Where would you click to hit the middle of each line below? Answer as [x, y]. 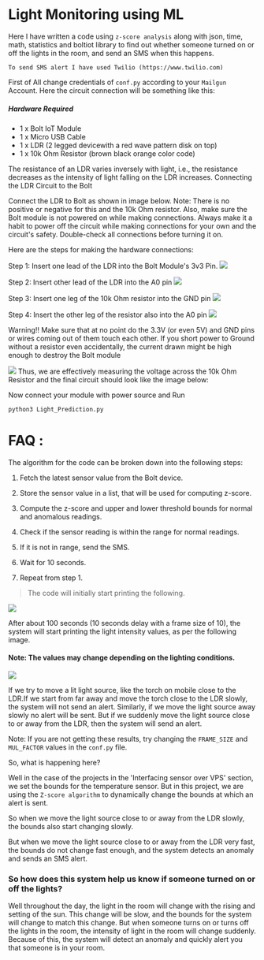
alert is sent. [28, 803]
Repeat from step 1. [51, 578]
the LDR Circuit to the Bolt [50, 185]
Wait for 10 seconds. [53, 562]
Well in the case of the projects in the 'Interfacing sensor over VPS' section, [131, 778]
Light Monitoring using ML [96, 15]
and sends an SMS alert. [48, 859]
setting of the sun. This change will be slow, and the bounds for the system [130, 914]
